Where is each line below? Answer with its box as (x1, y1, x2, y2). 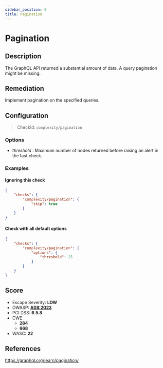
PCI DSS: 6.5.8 (12, 309, 42, 315)
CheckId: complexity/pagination (17, 124, 82, 130)
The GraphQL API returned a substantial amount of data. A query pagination (5, 65, 157, 71)
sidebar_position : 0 (5, 7, 47, 12)
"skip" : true (31, 202, 57, 206)
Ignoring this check (5, 177, 45, 183)
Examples (5, 165, 29, 172)
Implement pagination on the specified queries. (5, 97, 100, 103)
